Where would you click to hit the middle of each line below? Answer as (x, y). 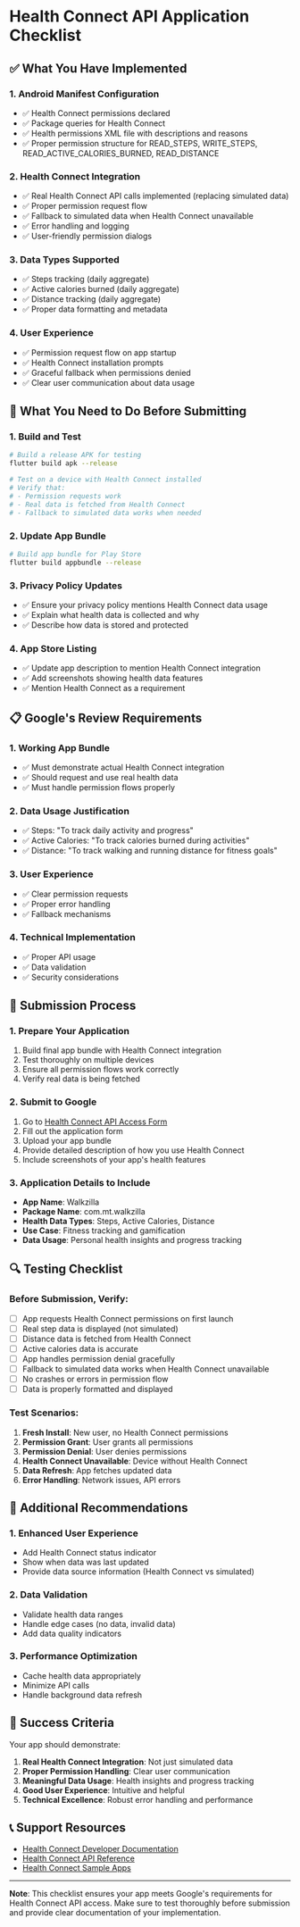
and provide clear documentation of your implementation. (115, 1913)
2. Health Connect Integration (75, 176)
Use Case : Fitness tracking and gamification (104, 1230)
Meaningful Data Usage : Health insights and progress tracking (138, 1781)
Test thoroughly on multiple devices (88, 1060)
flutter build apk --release (63, 463)
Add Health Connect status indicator (89, 1553)
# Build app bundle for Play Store (75, 554)
